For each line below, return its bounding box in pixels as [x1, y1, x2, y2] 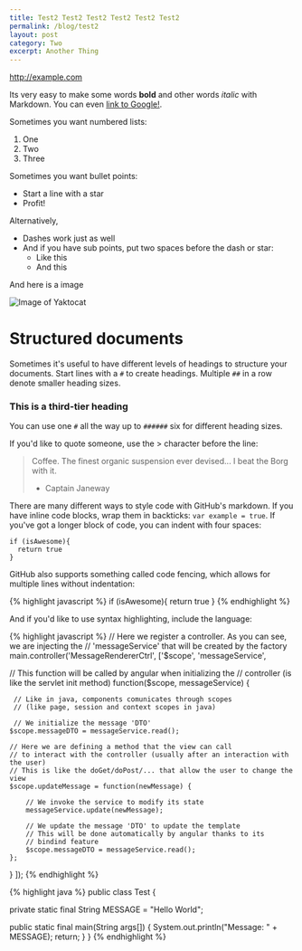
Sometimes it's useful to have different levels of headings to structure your [9, 358, 288, 369]
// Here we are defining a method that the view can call [9, 743, 232, 752]
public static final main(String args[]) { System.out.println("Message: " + [9, 922, 278, 933]
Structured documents [9, 328, 184, 349]
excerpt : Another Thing [9, 47, 99, 56]
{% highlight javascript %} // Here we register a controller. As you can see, [9, 631, 288, 642]
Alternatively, [9, 215, 59, 226]
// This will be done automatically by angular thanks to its [25, 830, 265, 839]
